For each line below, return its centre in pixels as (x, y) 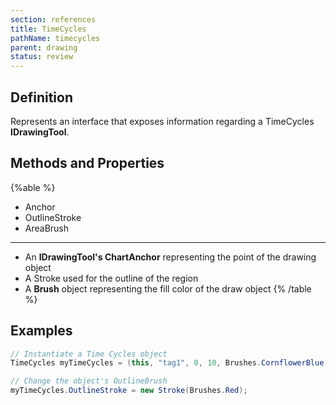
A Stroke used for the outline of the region (111, 278)
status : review (42, 57)
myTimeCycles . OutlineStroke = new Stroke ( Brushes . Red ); (129, 391)
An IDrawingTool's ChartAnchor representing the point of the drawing (170, 257)
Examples (41, 331)
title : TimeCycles (48, 29)
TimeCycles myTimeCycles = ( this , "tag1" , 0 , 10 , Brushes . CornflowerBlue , (169, 363)
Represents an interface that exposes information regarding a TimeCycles (162, 121)
